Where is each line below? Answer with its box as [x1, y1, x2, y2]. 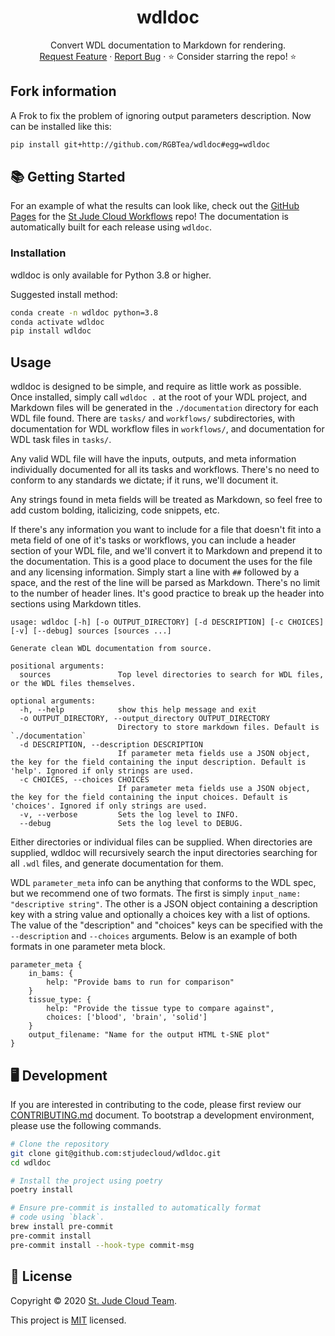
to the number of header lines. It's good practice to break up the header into [10, 587, 325, 600]
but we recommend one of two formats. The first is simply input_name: [10, 887, 302, 900]
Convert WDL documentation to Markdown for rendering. [49, 39, 287, 51]
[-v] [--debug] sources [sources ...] [10, 626, 172, 636]
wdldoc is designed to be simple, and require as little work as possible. [10, 381, 302, 393]
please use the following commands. [10, 1119, 162, 1131]
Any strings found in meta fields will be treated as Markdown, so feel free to [10, 494, 323, 506]
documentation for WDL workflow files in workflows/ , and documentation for [10, 423, 325, 435]
